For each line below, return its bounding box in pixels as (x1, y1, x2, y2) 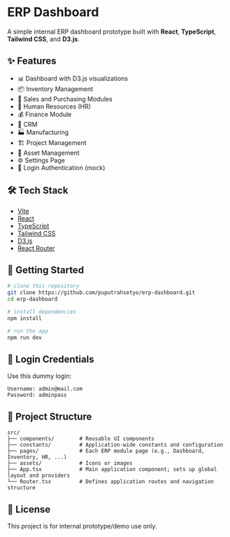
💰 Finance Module (17, 110, 72, 118)
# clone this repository (7, 283, 80, 290)
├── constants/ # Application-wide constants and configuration (7, 442, 224, 449)
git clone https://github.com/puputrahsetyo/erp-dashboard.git (7, 289, 196, 296)
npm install (7, 314, 42, 322)
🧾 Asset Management (17, 148, 80, 157)
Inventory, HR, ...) (7, 454, 68, 461)
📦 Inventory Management (17, 85, 93, 93)
